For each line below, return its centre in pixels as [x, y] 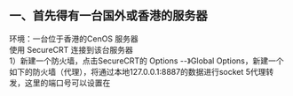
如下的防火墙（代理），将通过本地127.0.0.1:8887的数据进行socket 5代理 [138, 71]
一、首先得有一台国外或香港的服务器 [108, 16]
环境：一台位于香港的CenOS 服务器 [74, 39]
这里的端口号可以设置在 [67, 83]
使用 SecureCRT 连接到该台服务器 [71, 49]
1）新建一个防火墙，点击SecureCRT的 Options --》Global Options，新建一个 [146, 61]
